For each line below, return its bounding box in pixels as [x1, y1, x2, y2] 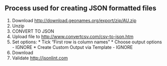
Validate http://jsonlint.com [12, 55, 68, 61]
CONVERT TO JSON [12, 28, 54, 34]
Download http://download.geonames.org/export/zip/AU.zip [12, 17, 137, 23]
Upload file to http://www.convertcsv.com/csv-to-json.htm [12, 33, 134, 39]
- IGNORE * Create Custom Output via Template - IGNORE [12, 44, 133, 50]
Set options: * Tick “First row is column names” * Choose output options [12, 39, 162, 45]
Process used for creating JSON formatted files [5, 4, 156, 13]
